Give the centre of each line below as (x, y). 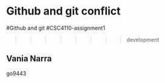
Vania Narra (29, 59)
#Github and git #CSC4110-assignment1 (56, 28)
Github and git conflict (63, 11)
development (143, 39)
